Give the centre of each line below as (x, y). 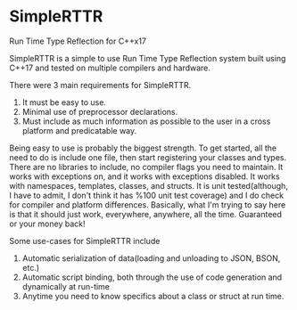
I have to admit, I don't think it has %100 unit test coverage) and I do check (146, 195)
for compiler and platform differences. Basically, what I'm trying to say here (148, 204)
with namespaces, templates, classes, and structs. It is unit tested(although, (148, 185)
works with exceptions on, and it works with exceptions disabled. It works (144, 176)
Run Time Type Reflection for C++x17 (78, 41)
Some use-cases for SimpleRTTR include (85, 241)
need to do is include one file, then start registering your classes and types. (148, 157)
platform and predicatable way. (79, 130)
